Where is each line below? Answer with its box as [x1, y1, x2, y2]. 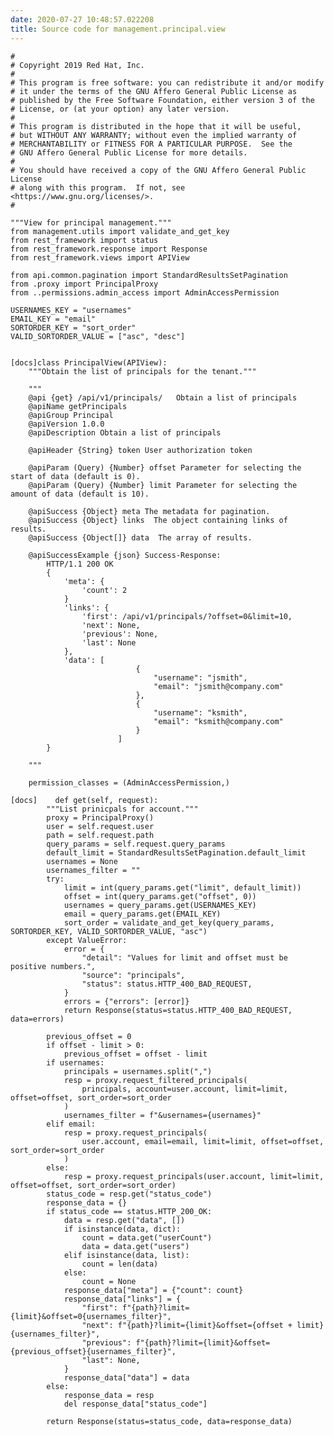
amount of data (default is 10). [10, 489, 150, 499]
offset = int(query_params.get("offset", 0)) [63, 891, 257, 901]
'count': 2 [81, 585, 128, 595]
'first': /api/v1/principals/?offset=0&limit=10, [81, 611, 293, 621]
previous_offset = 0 [46, 1031, 132, 1041]
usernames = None [46, 856, 118, 866]
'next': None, [81, 620, 141, 630]
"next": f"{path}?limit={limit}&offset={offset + [81, 1320, 293, 1330]
